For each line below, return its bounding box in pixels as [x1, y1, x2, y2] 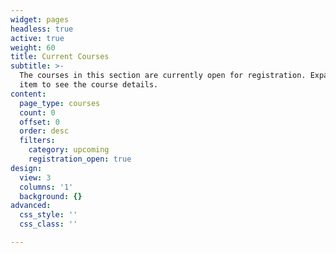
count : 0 [19, 107, 56, 118]
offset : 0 [19, 117, 60, 127]
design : [10, 163, 43, 173]
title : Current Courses [10, 52, 110, 62]
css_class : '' [19, 219, 78, 230]
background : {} [19, 191, 83, 201]
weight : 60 [10, 42, 56, 53]
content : [10, 89, 47, 99]
